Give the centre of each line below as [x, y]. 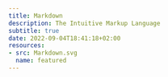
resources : [27, 46]
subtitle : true [34, 30]
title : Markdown [36, 16]
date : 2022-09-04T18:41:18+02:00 [65, 38]
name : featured [41, 61]
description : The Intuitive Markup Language [84, 23]
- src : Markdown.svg [43, 53]
